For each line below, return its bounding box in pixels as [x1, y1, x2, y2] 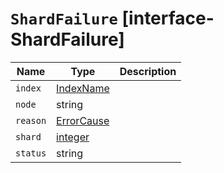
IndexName [56, 81, 110, 95]
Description [119, 64, 177, 78]
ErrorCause [56, 113, 110, 127]
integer [56, 130, 90, 144]
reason [15, 115, 47, 126]
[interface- [121, 7, 215, 30]
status [15, 147, 47, 159]
